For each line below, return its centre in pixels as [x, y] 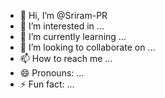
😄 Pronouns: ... [52, 73]
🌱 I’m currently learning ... [73, 36]
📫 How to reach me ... [66, 58]
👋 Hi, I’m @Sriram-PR [63, 15]
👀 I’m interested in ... [62, 26]
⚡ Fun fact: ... [47, 84]
